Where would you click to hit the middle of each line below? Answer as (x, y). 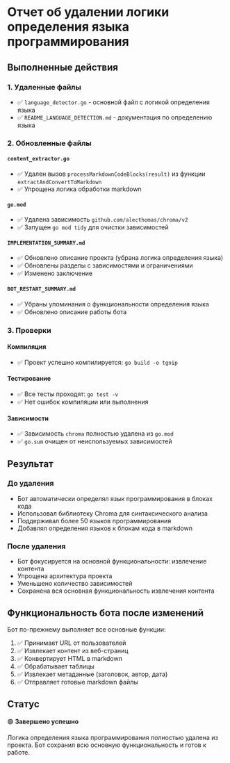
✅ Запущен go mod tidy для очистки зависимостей (93, 227)
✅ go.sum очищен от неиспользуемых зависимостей (95, 441)
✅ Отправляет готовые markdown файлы (78, 682)
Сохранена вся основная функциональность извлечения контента (116, 591)
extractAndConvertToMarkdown (59, 182)
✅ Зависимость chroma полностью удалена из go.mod (95, 434)
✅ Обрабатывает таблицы (56, 666)
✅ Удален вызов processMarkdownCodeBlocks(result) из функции (111, 174)
